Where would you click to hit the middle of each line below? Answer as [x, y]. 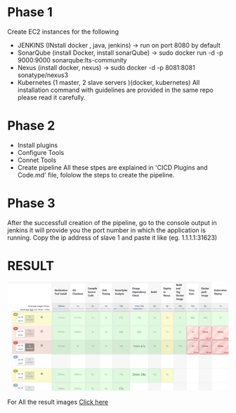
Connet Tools [37, 160]
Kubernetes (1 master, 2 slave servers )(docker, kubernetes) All [109, 82]
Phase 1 [30, 12]
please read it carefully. [51, 97]
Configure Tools [41, 152]
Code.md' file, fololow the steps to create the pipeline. [96, 175]
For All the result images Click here [58, 402]
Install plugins [38, 145]
